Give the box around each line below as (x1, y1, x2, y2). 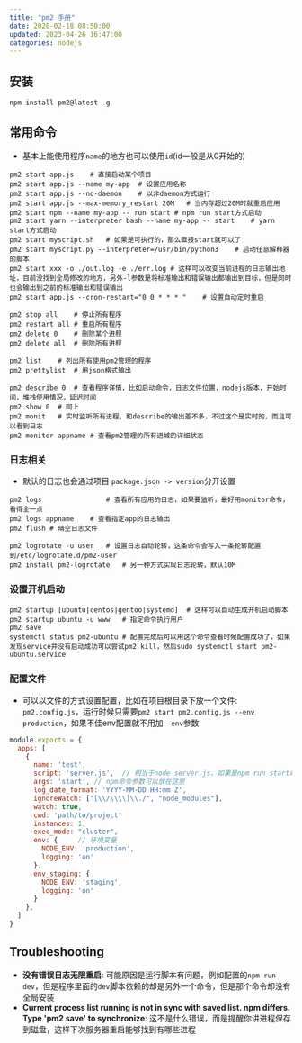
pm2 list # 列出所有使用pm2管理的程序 (9, 356, 152, 365)
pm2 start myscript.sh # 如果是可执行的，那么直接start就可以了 (9, 235, 242, 244)
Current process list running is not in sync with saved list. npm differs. (22, 1002, 290, 1012)
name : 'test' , (32, 760, 87, 769)
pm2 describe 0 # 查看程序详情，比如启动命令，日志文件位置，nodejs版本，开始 (9, 383, 280, 392)
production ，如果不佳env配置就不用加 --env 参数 (22, 717, 200, 728)
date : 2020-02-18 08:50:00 (9, 22, 111, 31)
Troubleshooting (9, 944, 105, 959)
